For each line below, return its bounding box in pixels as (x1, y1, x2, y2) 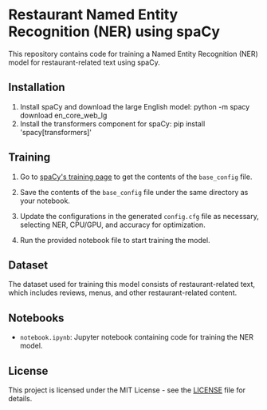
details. (8, 394, 33, 403)
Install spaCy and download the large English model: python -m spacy (19, 102, 250, 111)
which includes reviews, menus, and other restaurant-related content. (8, 288, 238, 297)
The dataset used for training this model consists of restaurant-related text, (8, 280, 256, 289)
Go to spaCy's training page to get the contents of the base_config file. (19, 172, 253, 181)
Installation (8, 81, 65, 94)
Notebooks (8, 311, 65, 324)
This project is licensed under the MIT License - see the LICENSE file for (8, 385, 245, 395)
